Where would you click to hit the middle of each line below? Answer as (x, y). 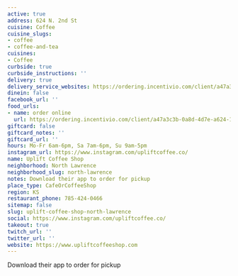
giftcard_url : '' (33, 139)
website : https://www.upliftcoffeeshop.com (73, 245)
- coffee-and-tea (33, 47)
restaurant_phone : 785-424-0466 (55, 199)
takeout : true (28, 225)
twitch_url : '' (30, 231)
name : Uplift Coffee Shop (45, 159)
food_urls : (23, 106)
